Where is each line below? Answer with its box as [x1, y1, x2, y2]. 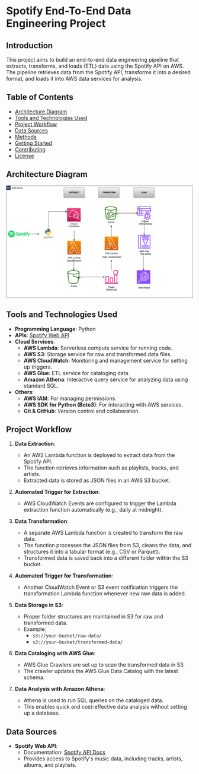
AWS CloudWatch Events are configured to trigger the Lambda [23, 500, 176, 507]
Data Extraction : [14, 440, 56, 448]
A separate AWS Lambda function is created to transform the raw [23, 529, 184, 537]
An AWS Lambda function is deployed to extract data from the [23, 452, 175, 459]
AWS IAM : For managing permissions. [23, 395, 117, 402]
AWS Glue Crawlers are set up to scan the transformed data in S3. [23, 661, 185, 668]
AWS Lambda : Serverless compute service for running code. [23, 344, 173, 351]
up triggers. [23, 363, 52, 370]
